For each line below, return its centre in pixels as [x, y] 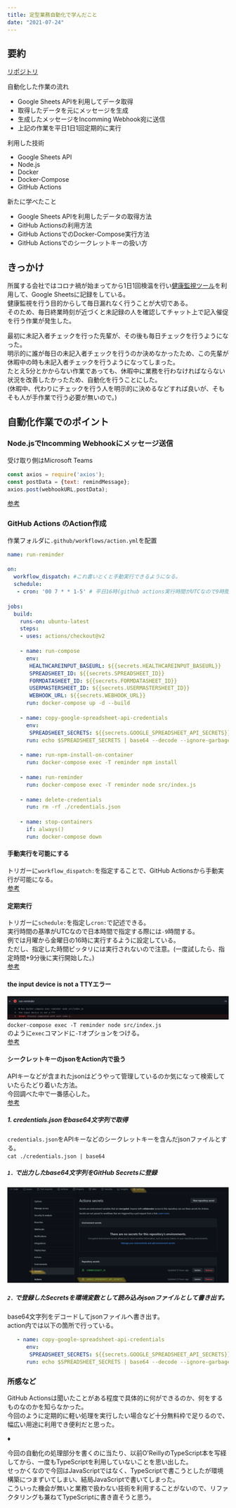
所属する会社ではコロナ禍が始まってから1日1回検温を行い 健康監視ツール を [114, 286]
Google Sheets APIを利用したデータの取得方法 [85, 217]
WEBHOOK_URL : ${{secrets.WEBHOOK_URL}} [87, 696]
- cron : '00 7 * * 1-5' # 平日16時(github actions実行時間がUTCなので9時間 [123, 592]
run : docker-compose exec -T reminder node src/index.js [111, 785]
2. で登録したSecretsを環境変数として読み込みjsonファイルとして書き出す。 [118, 1297]
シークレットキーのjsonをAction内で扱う [67, 1059]
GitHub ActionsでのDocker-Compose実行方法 [83, 234]
